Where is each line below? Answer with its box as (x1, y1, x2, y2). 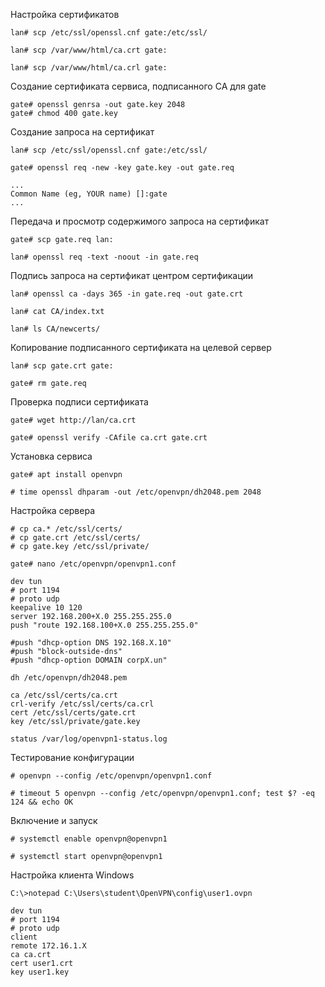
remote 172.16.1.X (10, 941, 87, 951)
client (10, 932, 38, 942)
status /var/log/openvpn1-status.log (10, 734, 168, 744)
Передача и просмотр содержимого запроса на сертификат (10, 215, 270, 227)
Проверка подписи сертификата (10, 396, 149, 408)
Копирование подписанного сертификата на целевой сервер (10, 342, 272, 353)
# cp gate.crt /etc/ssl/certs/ (10, 533, 141, 543)
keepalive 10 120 (10, 603, 83, 613)
